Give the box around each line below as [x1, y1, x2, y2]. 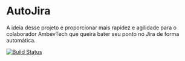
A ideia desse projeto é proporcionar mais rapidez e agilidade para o [6, 24, 177, 31]
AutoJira [6, 4, 51, 18]
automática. [6, 36, 36, 44]
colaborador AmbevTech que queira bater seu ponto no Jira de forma [6, 30, 180, 37]
